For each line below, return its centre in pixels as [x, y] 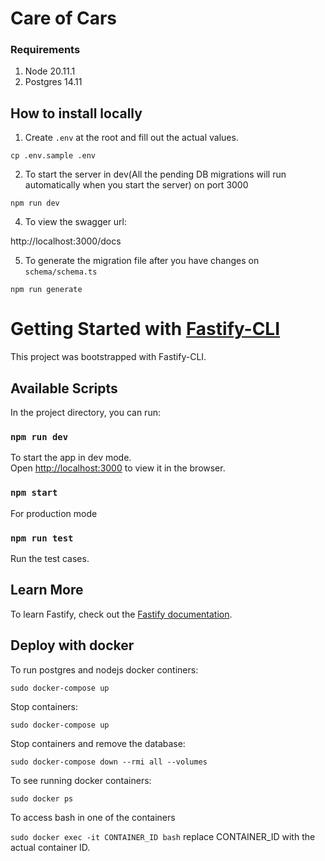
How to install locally [76, 113]
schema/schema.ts [61, 272]
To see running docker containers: [81, 780]
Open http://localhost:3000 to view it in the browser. [118, 468]
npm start [34, 493]
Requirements [45, 50]
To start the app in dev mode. [71, 458]
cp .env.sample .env [53, 156]
